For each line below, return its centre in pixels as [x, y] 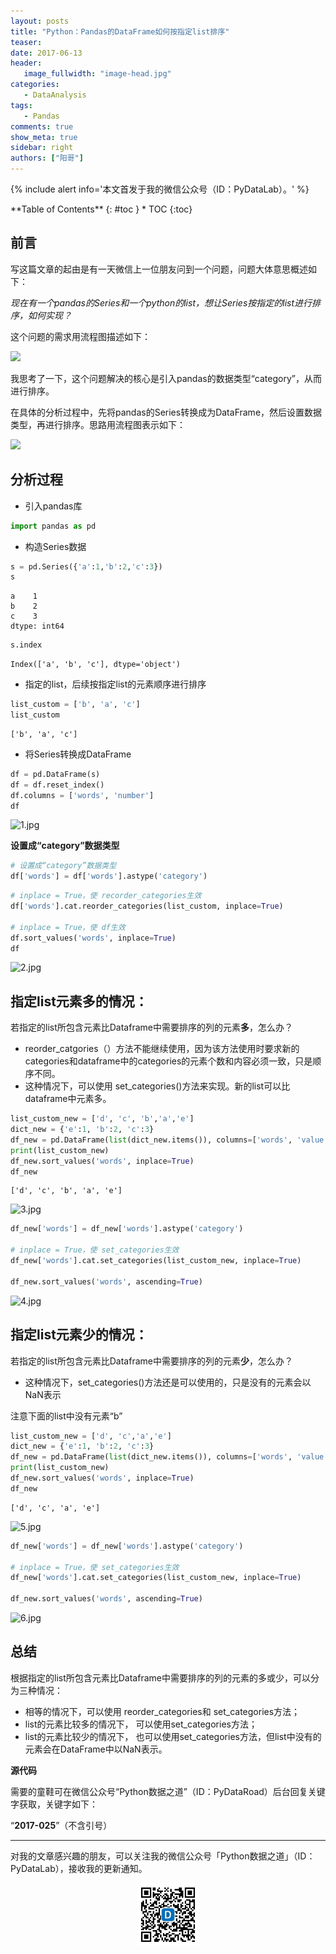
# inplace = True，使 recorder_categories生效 [106, 896]
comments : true [42, 126]
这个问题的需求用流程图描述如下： [80, 336]
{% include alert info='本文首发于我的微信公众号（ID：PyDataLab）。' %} [160, 189]
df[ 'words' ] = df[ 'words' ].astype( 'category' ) [109, 876]
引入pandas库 [53, 506]
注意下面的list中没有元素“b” [66, 1416]
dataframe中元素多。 [68, 1099]
